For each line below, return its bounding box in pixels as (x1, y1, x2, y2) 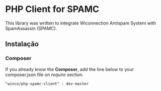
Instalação (5, 40, 39, 48)
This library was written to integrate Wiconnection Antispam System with (5, 20, 156, 26)
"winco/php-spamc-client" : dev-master (5, 81, 89, 86)
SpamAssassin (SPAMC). (5, 25, 57, 31)
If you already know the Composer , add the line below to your (5, 66, 134, 72)
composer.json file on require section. (5, 71, 84, 77)
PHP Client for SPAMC (5, 3, 100, 15)
